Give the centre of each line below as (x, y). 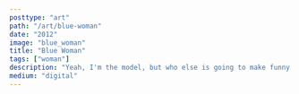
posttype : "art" (39, 17)
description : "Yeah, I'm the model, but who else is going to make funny (150, 68)
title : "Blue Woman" (48, 51)
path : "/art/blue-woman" (56, 26)
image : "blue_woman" (48, 43)
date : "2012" (34, 34)
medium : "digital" (43, 76)
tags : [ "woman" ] (39, 59)
